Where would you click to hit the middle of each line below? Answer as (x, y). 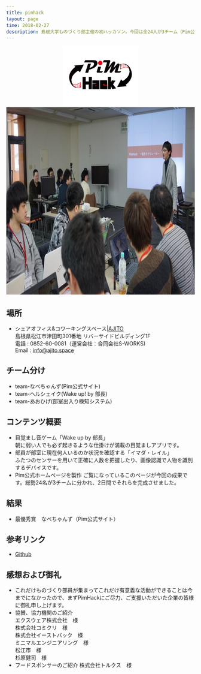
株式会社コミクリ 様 (41, 628)
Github (23, 554)
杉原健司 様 (31, 658)
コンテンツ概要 (34, 422)
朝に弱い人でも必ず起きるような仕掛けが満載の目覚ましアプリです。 (98, 445)
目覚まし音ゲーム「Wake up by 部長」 (62, 437)
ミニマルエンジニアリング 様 (51, 643)
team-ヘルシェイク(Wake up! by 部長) (61, 393)
